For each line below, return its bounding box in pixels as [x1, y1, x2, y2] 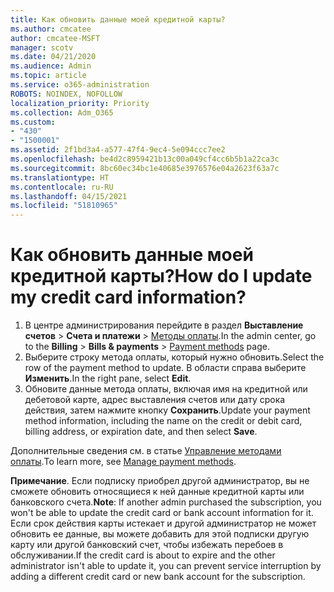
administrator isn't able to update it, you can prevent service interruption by [10, 560, 322, 572]
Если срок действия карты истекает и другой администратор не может [10, 517, 317, 530]
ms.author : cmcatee [10, 24, 92, 34]
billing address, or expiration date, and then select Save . [24, 426, 258, 438]
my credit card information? [10, 286, 247, 309]
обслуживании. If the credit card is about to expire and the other [10, 549, 276, 561]
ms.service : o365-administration [10, 80, 150, 90]
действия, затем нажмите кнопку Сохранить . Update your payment [24, 404, 311, 416]
